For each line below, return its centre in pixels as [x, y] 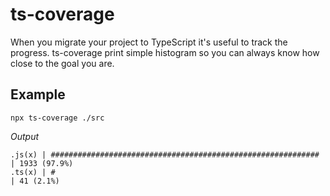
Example [38, 94]
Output [25, 136]
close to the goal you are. [62, 63]
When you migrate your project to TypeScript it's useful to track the [149, 42]
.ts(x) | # [33, 172]
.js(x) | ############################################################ [165, 154]
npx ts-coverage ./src [57, 118]
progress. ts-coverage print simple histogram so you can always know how [165, 52]
